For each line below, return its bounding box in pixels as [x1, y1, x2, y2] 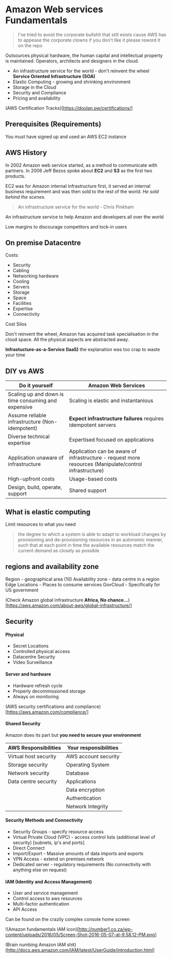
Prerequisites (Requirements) [5, 120, 101, 129]
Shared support [69, 487, 106, 494]
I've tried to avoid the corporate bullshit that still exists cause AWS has [17, 31, 166, 37]
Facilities [12, 300, 32, 306]
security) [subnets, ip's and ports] [12, 839, 85, 846]
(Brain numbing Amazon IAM [5, 942, 66, 948]
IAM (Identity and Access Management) [5, 878, 92, 885]
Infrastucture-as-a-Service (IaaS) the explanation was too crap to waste [5, 347, 160, 353]
